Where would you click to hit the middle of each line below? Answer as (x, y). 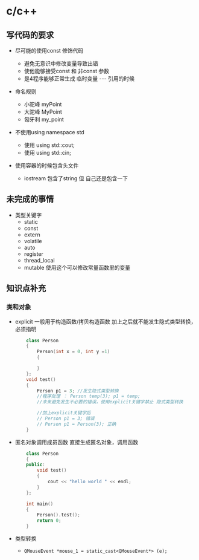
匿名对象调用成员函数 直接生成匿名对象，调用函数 (77, 442)
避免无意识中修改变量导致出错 (61, 63)
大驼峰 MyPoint (43, 112)
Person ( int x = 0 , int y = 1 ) (74, 352)
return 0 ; (49, 521)
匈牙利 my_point (44, 119)
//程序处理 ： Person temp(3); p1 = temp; (89, 396)
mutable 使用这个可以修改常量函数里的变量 (77, 267)
